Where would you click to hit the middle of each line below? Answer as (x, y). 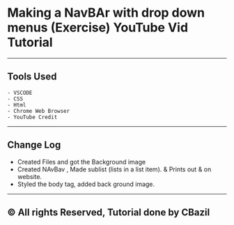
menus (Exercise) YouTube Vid (98, 28)
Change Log (34, 145)
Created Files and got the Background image (81, 162)
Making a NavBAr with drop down (106, 13)
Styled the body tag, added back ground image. (86, 184)
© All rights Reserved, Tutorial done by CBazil (109, 212)
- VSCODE (20, 93)
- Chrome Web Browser (39, 111)
